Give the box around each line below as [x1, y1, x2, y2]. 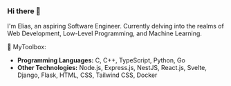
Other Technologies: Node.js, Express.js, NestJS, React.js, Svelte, [17, 64, 207, 72]
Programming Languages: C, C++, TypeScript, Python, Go [17, 56, 185, 64]
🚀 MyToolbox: [7, 43, 46, 51]
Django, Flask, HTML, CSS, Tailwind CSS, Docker [17, 71, 158, 79]
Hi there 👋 [7, 6, 41, 16]
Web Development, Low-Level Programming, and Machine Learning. [7, 29, 203, 37]
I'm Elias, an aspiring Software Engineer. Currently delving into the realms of [7, 22, 225, 31]
